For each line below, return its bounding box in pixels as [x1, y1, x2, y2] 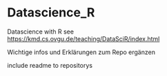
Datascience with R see [7, 27, 75, 36]
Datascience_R [7, 5, 95, 21]
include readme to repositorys [7, 61, 93, 69]
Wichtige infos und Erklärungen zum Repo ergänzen [7, 48, 155, 56]
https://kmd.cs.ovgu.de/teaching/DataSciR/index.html [7, 34, 160, 42]
